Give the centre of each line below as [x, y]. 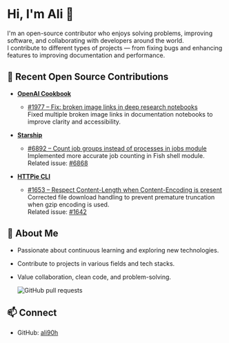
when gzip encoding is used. [68, 204]
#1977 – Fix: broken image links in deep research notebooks [112, 107]
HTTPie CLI [33, 176]
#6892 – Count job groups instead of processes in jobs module [117, 148]
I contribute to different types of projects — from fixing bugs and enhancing [115, 48]
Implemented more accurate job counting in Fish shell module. [116, 155]
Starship [30, 135]
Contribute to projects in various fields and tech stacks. [96, 263]
